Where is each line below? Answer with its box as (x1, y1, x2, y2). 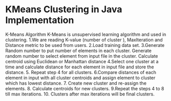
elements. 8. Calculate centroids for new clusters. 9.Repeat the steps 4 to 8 (5, 85, 164, 91)
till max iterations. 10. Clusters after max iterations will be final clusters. (5, 91, 155, 97)
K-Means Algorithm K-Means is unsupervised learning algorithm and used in (5, 31, 166, 37)
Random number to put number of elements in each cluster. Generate (5, 47, 152, 54)
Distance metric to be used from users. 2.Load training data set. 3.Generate (5, 42, 165, 48)
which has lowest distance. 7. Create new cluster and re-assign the (5, 80, 147, 86)
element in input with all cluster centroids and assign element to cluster (5, 74, 156, 81)
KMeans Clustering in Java (5, 4, 122, 15)
